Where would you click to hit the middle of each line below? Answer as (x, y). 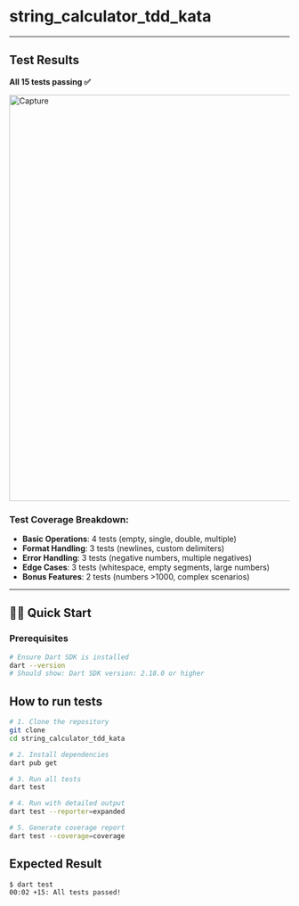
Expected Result (56, 864)
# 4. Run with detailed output (67, 803)
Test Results (44, 60)
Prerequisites (39, 638)
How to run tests (56, 701)
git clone (28, 730)
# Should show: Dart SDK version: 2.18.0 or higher (107, 674)
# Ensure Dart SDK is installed (69, 657)
